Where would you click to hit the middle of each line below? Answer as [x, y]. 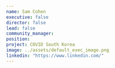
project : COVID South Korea [41, 45]
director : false [26, 22]
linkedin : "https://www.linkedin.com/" [55, 56]
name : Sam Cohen [26, 12]
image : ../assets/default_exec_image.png [58, 50]
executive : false [27, 17]
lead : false [21, 28]
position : [18, 39]
